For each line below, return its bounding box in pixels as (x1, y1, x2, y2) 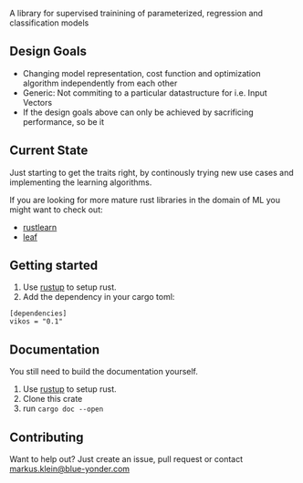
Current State (9, 143, 89, 159)
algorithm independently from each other (22, 77, 178, 88)
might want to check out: (9, 204, 103, 215)
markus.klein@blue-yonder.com (9, 464, 131, 475)
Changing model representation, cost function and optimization (22, 67, 261, 78)
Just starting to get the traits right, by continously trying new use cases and (9, 167, 294, 178)
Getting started (9, 258, 99, 273)
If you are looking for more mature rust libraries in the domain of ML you (9, 194, 281, 205)
